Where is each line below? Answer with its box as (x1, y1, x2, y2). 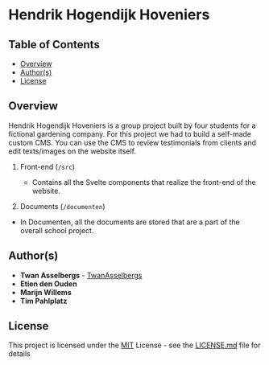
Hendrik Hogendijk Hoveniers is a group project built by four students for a (8, 121, 256, 130)
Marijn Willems (19, 287, 72, 297)
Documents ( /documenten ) (19, 201, 106, 211)
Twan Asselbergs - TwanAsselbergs (19, 270, 143, 280)
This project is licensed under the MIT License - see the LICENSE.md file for (8, 340, 261, 351)
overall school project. (19, 225, 94, 235)
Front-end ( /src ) (19, 162, 75, 171)
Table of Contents (8, 38, 101, 51)
